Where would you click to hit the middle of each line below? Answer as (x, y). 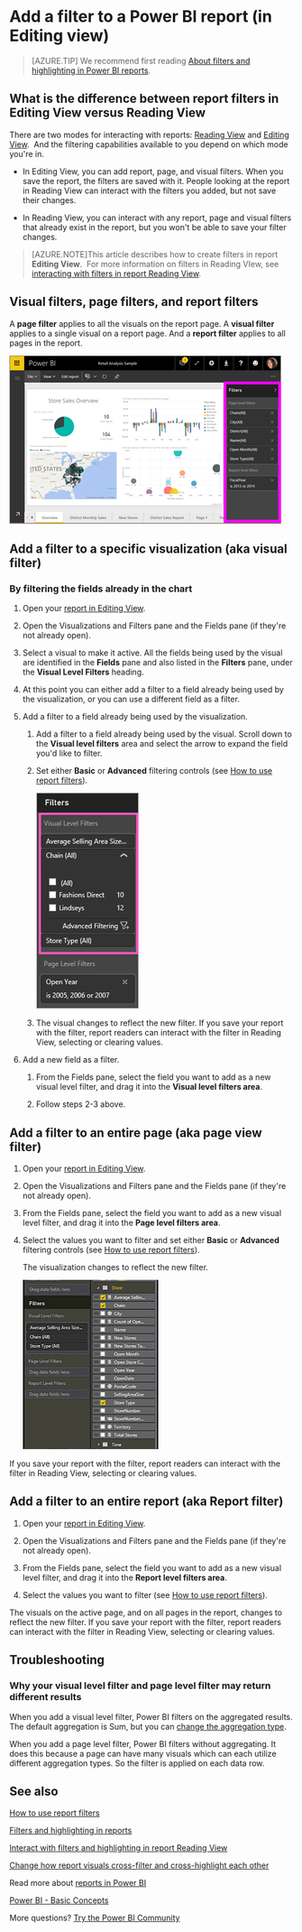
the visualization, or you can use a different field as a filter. (131, 699)
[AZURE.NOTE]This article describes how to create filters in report (154, 254)
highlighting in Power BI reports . (91, 70)
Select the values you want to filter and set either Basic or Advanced (151, 1240)
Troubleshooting (57, 1660)
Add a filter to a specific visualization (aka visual (148, 548)
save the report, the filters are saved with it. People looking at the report (156, 181)
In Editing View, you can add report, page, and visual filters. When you (153, 171)
